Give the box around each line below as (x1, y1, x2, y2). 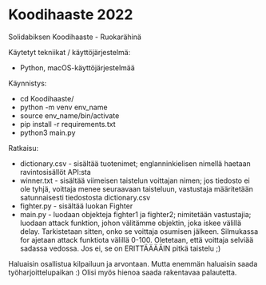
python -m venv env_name (19, 102, 108, 112)
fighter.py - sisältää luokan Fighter (19, 201, 133, 211)
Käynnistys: (8, 78, 47, 88)
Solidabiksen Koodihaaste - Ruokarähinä (8, 32, 142, 42)
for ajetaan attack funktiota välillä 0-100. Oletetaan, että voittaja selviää (19, 235, 254, 244)
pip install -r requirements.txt (19, 119, 116, 129)
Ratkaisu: (8, 143, 39, 152)
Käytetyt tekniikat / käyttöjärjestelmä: (8, 47, 131, 57)
